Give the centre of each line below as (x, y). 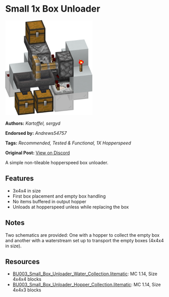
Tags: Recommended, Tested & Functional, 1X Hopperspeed (68, 143)
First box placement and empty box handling (59, 196)
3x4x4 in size (27, 191)
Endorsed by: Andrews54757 (36, 133)
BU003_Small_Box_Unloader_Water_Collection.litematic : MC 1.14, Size (85, 274)
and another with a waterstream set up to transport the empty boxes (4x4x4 (85, 240)
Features (19, 179)
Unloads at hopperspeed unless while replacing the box (71, 207)
